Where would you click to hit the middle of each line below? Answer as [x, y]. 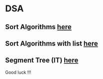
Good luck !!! [18, 72]
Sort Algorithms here [38, 27]
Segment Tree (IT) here [42, 60]
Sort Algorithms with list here [52, 43]
